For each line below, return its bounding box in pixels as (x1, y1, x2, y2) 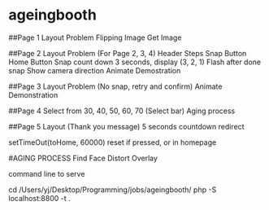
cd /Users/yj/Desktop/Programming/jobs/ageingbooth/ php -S (8, 185, 217, 195)
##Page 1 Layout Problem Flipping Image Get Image (8, 33, 182, 42)
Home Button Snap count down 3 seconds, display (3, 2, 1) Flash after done (8, 57, 262, 67)
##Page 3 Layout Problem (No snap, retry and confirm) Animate (8, 81, 223, 91)
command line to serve (8, 168, 85, 178)
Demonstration (8, 90, 59, 99)
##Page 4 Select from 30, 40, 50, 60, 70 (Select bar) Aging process (8, 106, 236, 116)
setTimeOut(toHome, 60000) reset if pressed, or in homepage (8, 137, 217, 147)
